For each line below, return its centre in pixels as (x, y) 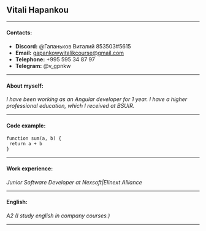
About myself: (25, 86)
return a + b (26, 144)
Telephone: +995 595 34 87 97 (55, 59)
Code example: (26, 126)
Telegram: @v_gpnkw (43, 66)
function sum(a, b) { (34, 138)
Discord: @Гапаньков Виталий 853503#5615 (73, 47)
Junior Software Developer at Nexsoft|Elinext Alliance (74, 182)
